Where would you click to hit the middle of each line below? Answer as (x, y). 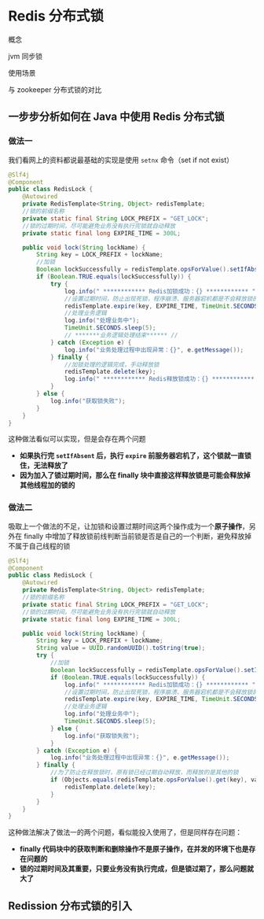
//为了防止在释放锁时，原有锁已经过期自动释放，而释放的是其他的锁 (144, 773)
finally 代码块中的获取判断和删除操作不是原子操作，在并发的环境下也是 (134, 849)
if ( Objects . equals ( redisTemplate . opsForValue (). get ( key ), (148, 780)
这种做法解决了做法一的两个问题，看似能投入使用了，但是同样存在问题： (125, 832)
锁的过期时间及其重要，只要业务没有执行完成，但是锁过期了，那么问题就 (136, 869)
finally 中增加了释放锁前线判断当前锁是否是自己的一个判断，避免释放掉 (137, 536)
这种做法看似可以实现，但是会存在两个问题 (77, 439)
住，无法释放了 (44, 466)
